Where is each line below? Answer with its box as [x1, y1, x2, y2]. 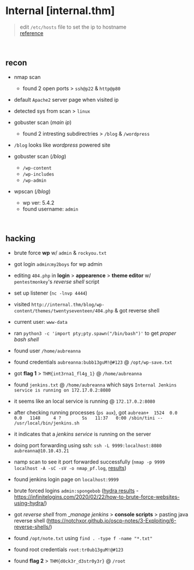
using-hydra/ [13, 499, 45, 506]
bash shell [13, 336, 39, 343]
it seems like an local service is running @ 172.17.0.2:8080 [13, 398, 156, 405]
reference [19, 29, 44, 36]
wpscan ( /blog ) [13, 188, 51, 195]
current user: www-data [13, 318, 68, 325]
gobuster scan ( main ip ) [13, 119, 72, 126]
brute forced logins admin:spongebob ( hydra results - [13, 487, 139, 494]
